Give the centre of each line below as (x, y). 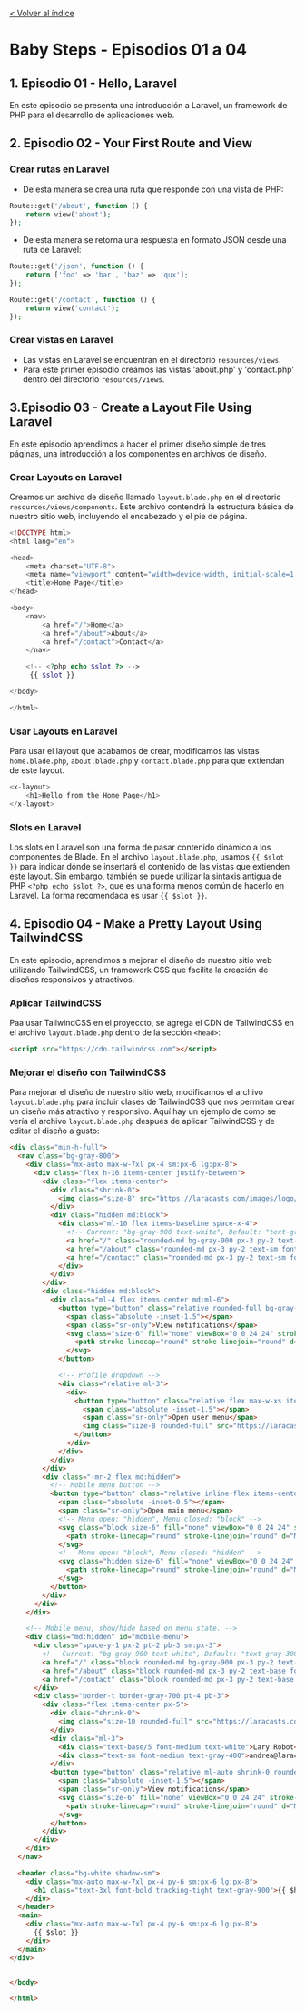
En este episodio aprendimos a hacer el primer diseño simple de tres (138, 444)
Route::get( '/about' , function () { (79, 206)
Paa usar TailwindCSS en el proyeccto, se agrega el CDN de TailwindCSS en (152, 1023)
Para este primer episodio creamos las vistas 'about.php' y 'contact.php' (158, 369)
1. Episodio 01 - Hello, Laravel (93, 83)
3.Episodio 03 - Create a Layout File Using (131, 408)
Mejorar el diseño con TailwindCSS (88, 1072)
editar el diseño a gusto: (54, 1131)
